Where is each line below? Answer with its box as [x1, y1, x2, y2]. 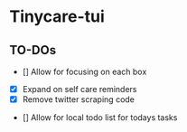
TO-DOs [9, 42, 57, 58]
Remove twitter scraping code [22, 94, 136, 105]
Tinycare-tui [9, 6, 106, 27]
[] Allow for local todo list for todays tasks [22, 112, 178, 123]
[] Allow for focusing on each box [22, 66, 147, 77]
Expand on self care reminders [22, 84, 137, 94]
